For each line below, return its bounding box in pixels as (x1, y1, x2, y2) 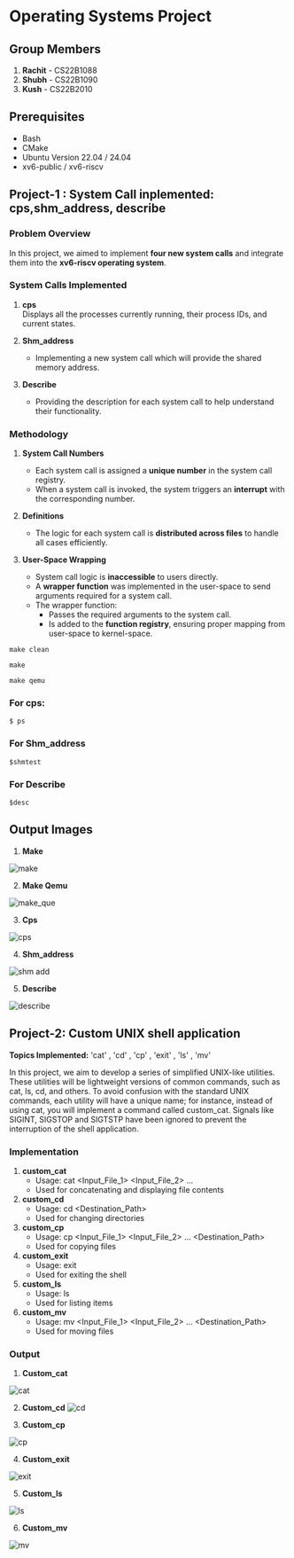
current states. (21, 317, 76, 329)
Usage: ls (35, 1288, 70, 1298)
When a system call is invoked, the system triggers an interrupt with (35, 484, 285, 495)
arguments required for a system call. (35, 591, 173, 601)
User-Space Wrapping (21, 554, 106, 565)
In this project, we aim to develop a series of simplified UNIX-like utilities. (9, 1067, 275, 1077)
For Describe (9, 778, 66, 790)
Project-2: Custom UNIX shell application (9, 1026, 241, 1041)
